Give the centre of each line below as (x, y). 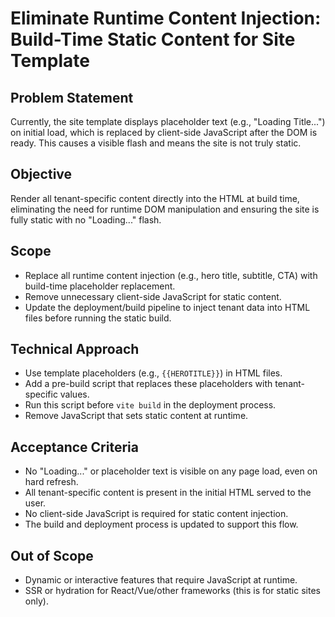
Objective (41, 174)
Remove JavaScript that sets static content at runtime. (136, 416)
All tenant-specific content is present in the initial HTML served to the (168, 493)
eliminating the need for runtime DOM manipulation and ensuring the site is (165, 209)
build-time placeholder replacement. (100, 286)
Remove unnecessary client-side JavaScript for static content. (153, 296)
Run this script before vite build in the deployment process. (150, 405)
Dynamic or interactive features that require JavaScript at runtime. (161, 580)
